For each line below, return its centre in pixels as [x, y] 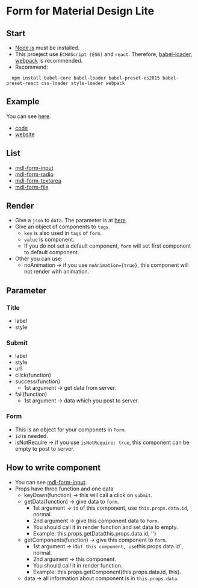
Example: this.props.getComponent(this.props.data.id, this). [107, 572]
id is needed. [31, 436]
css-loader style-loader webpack [83, 83]
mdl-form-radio [34, 174]
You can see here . [29, 116]
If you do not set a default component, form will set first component [107, 246]
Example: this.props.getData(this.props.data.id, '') [94, 533]
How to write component [54, 468]
